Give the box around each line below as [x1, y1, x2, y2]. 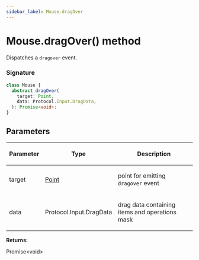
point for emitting [117, 172, 166, 180]
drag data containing [117, 200, 176, 208]
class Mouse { [6, 82, 41, 88]
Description [137, 150, 171, 158]
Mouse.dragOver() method [6, 34, 141, 47]
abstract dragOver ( [11, 87, 60, 94]
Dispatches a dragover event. [6, 54, 78, 61]
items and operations [117, 208, 176, 216]
